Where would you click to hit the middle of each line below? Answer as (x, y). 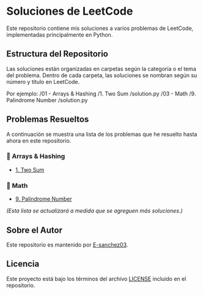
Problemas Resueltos (48, 120)
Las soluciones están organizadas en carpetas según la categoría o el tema (102, 69)
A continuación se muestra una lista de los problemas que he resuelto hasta (102, 134)
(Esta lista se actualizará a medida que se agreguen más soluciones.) (95, 211)
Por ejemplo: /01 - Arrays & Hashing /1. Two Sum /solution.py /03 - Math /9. (101, 94)
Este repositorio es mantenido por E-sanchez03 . (67, 245)
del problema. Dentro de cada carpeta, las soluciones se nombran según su (102, 75)
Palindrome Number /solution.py (47, 100)
